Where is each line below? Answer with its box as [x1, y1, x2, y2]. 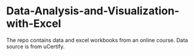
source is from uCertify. [6, 43, 65, 50]
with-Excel [6, 17, 61, 30]
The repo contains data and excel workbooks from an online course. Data [6, 36, 188, 43]
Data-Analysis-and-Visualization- [6, 4, 180, 18]
